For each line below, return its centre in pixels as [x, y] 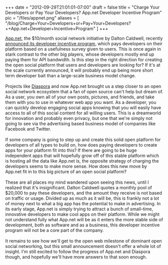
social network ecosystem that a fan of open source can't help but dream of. [84, 92]
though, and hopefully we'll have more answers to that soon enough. [76, 257]
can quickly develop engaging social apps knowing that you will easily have [83, 108]
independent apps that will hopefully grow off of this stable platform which [82, 156]
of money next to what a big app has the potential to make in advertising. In [83, 204]
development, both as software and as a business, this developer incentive [82, 225]
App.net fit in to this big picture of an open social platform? [66, 172]
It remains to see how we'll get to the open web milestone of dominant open [83, 241]
